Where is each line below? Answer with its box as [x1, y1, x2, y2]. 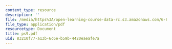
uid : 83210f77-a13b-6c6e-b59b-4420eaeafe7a [5, 36, 100, 41]
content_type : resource [5, 7, 56, 13]
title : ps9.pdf [5, 31, 38, 36]
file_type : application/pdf [5, 21, 66, 27]
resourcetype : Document [5, 27, 56, 32]
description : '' [5, 12, 40, 17]
